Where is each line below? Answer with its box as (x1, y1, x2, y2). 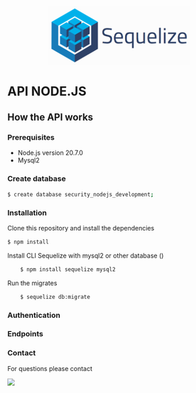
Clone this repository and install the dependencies (7, 223, 155, 232)
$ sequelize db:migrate (20, 293, 91, 300)
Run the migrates (7, 279, 58, 287)
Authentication (7, 310, 60, 320)
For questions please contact (7, 364, 93, 372)
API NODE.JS (7, 83, 87, 99)
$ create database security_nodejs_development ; (7, 191, 154, 198)
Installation (7, 208, 48, 218)
